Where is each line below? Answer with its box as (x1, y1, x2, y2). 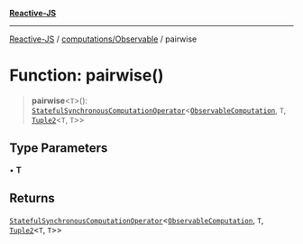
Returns (9, 191, 56, 206)
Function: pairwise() (9, 65, 164, 86)
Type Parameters (9, 140, 108, 156)
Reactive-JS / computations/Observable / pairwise (9, 33, 197, 44)
